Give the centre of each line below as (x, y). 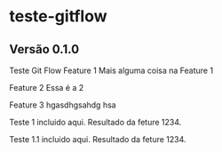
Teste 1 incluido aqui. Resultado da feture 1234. (95, 122)
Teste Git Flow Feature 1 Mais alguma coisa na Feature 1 (111, 70)
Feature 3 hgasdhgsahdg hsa (63, 105)
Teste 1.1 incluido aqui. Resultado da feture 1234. (98, 139)
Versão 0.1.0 (44, 49)
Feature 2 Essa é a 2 (47, 88)
